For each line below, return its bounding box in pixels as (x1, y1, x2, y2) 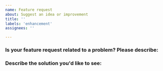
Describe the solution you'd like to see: (5, 60, 102, 67)
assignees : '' (5, 26, 35, 31)
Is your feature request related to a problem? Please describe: (5, 47, 158, 54)
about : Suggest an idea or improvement (5, 12, 88, 17)
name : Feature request (5, 7, 52, 12)
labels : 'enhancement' (5, 21, 52, 26)
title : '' (5, 16, 26, 21)
